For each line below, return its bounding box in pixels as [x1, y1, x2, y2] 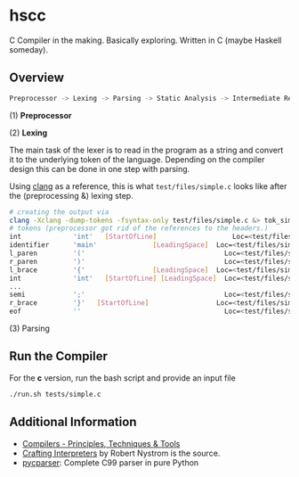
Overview [9, 70, 65, 86]
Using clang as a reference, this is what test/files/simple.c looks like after [9, 180, 287, 192]
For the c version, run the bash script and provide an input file [9, 372, 236, 383]
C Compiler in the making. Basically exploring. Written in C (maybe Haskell [9, 35, 282, 45]
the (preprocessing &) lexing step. [9, 190, 133, 201]
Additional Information [9, 415, 137, 430]
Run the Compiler [9, 349, 109, 364]
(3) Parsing [9, 323, 51, 333]
